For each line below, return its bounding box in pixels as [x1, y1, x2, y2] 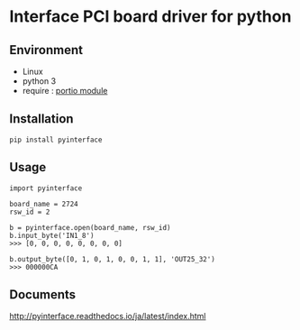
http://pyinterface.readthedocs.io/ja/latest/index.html [9, 311, 206, 322]
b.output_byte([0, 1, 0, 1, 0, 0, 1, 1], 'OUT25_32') [9, 254, 216, 263]
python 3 [22, 76, 57, 87]
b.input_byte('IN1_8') [9, 231, 95, 240]
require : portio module [22, 86, 108, 96]
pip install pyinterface [9, 135, 103, 144]
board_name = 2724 [9, 199, 78, 208]
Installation [9, 111, 74, 127]
